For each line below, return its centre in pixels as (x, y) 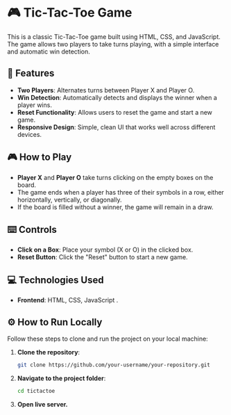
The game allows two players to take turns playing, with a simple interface (113, 44)
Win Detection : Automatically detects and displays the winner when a (117, 97)
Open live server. (42, 404)
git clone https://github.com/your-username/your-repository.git (113, 365)
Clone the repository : (49, 352)
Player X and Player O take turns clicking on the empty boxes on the (115, 177)
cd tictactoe (36, 391)
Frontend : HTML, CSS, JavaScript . (68, 300)
